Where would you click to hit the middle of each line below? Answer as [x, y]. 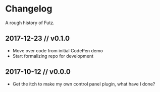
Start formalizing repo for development [53, 56]
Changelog [29, 9]
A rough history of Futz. [30, 23]
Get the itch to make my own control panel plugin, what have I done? [84, 84]
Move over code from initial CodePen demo [58, 50]
